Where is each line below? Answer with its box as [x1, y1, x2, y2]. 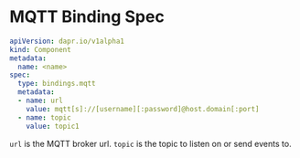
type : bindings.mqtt [17, 79, 96, 89]
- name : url [17, 96, 64, 106]
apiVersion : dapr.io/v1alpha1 [9, 37, 125, 46]
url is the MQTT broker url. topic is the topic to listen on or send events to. [9, 138, 292, 149]
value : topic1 [26, 121, 80, 131]
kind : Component [9, 45, 71, 54]
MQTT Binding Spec [9, 6, 165, 27]
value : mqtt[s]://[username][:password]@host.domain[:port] [26, 104, 260, 113]
